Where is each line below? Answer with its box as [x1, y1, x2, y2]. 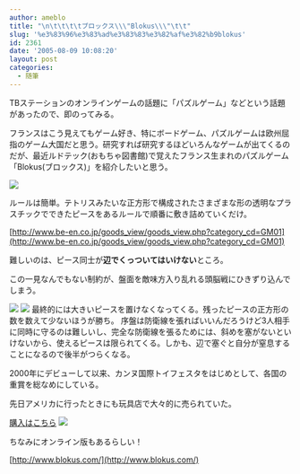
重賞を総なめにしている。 [9, 379, 104, 390]
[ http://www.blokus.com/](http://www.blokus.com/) [9, 454, 200, 465]
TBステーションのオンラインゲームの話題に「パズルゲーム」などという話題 [9, 97, 287, 108]
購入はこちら [9, 417, 56, 427]
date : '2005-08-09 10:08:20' [9, 47, 118, 56]
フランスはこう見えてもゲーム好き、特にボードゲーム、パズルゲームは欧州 [9, 127, 282, 138]
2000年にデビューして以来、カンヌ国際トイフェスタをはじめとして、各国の [9, 367, 287, 378]
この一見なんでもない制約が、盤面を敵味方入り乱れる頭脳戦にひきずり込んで [9, 273, 291, 284]
